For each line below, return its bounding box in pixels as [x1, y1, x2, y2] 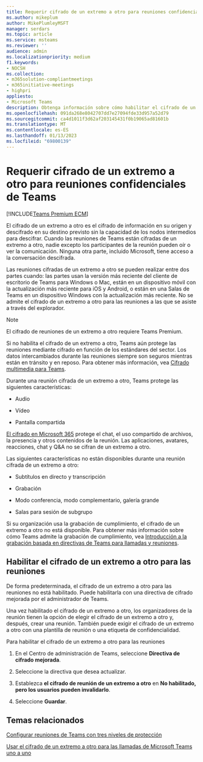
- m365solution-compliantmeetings [6, 76, 94, 82]
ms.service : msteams [6, 37, 59, 43]
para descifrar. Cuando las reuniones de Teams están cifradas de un [6, 234, 177, 242]
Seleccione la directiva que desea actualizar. [14, 668, 127, 675]
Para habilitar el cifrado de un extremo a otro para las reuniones [6, 638, 165, 645]
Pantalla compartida [14, 418, 65, 425]
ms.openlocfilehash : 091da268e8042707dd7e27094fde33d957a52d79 [6, 110, 169, 116]
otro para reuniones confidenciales [6, 177, 186, 191]
